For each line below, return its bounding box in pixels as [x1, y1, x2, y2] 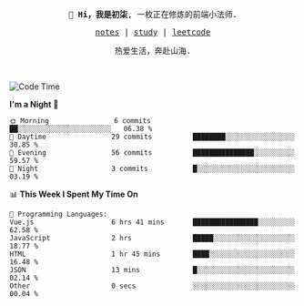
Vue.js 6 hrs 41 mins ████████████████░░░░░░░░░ [9, 218, 296, 227]
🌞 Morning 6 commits [9, 117, 152, 126]
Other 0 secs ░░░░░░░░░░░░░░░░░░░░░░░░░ [9, 281, 296, 291]
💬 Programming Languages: [9, 209, 107, 219]
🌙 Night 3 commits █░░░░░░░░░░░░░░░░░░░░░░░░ [9, 164, 296, 173]
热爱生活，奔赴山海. [114, 46, 192, 56]
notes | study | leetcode [95, 27, 211, 37]
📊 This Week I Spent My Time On [9, 189, 138, 199]
